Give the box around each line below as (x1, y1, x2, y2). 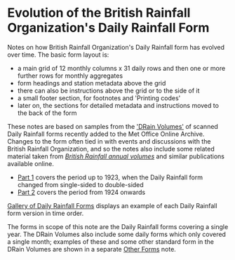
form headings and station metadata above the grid (17, 78, 166, 87)
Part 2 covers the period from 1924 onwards (17, 188, 146, 196)
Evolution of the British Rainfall (7, 5, 191, 21)
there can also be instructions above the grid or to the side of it (17, 86, 200, 95)
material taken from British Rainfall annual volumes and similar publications (7, 152, 224, 160)
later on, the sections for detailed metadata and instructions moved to (17, 101, 220, 109)
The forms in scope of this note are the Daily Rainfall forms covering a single (7, 222, 229, 231)
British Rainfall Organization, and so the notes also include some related (7, 144, 215, 153)
